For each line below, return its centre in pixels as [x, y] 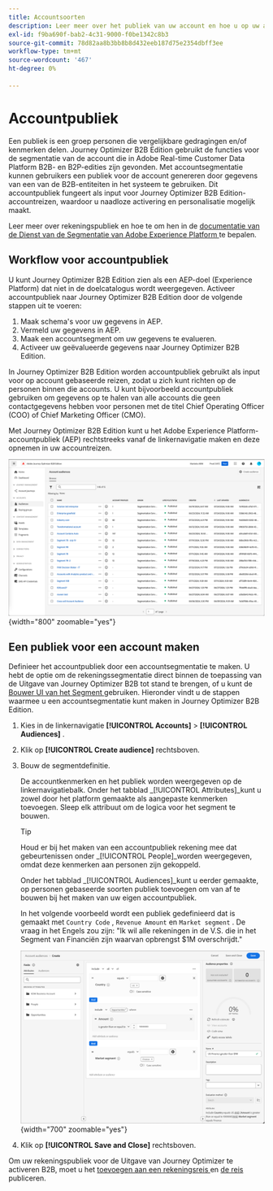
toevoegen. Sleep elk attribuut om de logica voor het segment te [128, 807]
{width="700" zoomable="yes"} [74, 1129]
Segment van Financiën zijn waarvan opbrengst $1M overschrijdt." [131, 940]
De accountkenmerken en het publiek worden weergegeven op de [131, 781]
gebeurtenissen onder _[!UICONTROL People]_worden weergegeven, [136, 856]
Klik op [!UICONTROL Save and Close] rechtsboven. [108, 1145]
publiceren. [27, 1178]
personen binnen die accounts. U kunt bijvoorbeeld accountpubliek [121, 389]
